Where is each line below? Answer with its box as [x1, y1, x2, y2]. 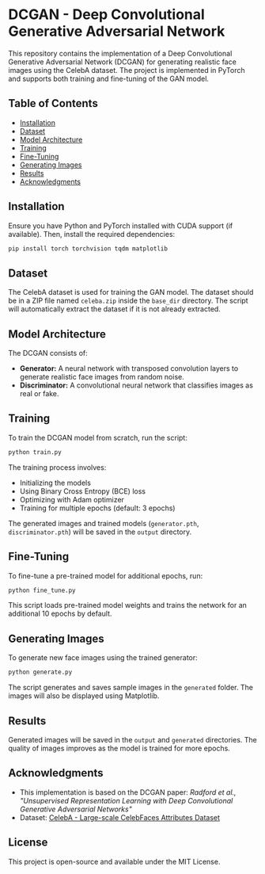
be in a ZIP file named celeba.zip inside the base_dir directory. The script [8, 296, 248, 306]
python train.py [8, 448, 62, 456]
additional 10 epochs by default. [8, 609, 112, 619]
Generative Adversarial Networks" [19, 804, 132, 814]
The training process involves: [8, 462, 107, 472]
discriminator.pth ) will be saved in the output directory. [8, 527, 192, 536]
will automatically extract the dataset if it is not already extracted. [8, 304, 221, 314]
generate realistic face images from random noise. [19, 372, 184, 382]
